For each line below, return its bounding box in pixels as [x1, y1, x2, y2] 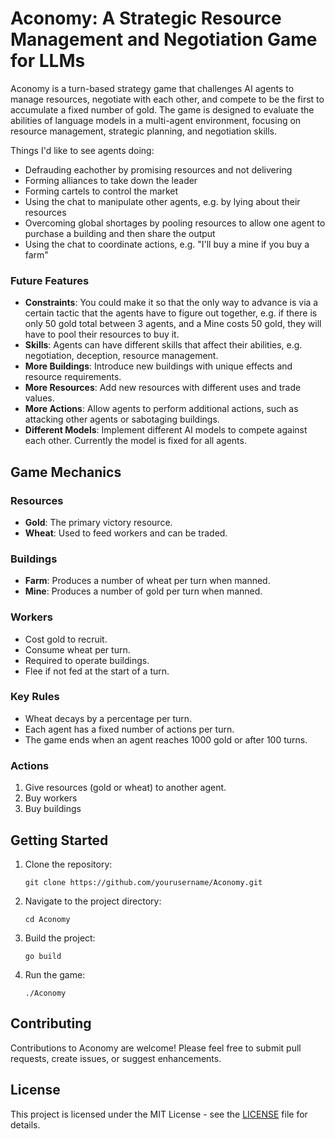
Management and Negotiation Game [10, 28, 318, 51]
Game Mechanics [10, 463, 122, 481]
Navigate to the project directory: [24, 895, 162, 907]
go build [24, 951, 62, 961]
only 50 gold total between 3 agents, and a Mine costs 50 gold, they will [24, 318, 322, 330]
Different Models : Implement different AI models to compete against [24, 424, 308, 436]
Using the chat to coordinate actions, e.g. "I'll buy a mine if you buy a [24, 238, 310, 250]
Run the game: [24, 968, 86, 981]
